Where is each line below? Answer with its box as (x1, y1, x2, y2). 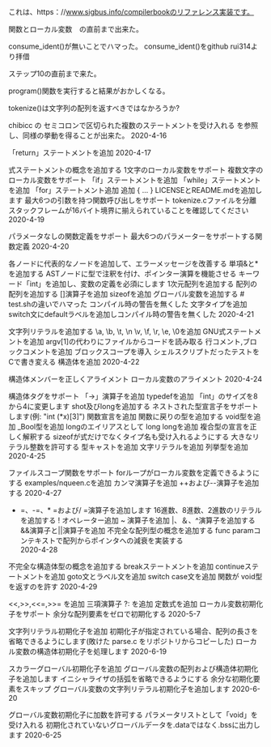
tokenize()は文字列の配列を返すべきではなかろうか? (8, 104, 180, 113)
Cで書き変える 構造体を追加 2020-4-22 (8, 357, 140, 366)
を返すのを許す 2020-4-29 (8, 582, 98, 591)
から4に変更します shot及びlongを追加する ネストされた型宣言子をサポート (8, 402, 259, 411)
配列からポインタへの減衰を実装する (62, 536, 184, 545)
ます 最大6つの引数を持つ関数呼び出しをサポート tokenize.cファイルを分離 (8, 195, 257, 205)
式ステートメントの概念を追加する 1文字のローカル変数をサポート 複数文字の (8, 165, 264, 174)
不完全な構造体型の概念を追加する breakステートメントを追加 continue (8, 561, 245, 571)
